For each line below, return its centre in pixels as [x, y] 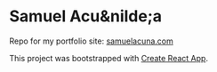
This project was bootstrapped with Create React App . [109, 58]
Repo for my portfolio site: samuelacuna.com [91, 41]
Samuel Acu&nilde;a [86, 16]
